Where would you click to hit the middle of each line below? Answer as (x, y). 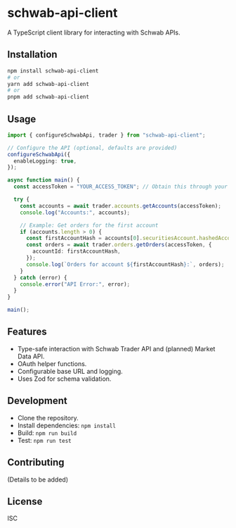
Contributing (36, 463)
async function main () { (44, 180)
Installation (32, 55)
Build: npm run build (47, 433)
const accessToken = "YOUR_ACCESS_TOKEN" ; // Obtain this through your (121, 187)
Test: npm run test (44, 440)
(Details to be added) (38, 479)
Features (27, 332)
